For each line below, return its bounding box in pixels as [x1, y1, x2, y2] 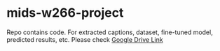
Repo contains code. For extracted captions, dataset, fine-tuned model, [6, 28, 213, 36]
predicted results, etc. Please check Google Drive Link [6, 35, 163, 43]
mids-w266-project [6, 5, 124, 21]
